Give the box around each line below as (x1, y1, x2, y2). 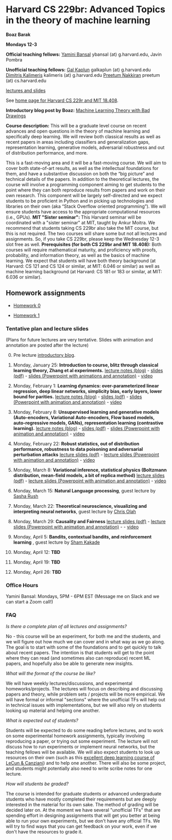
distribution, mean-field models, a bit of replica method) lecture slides (13, 472, 165, 479)
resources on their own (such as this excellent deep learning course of (6, 754, 155, 761)
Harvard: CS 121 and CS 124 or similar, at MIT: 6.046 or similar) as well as (6, 263, 160, 269)
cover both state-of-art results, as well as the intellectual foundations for (6, 165, 159, 171)
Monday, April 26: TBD (13, 569, 61, 575)
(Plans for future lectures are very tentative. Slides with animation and (6, 337, 153, 343)
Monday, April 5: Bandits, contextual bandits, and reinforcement (13, 534, 152, 540)
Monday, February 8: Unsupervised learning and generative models (13, 409, 159, 415)
